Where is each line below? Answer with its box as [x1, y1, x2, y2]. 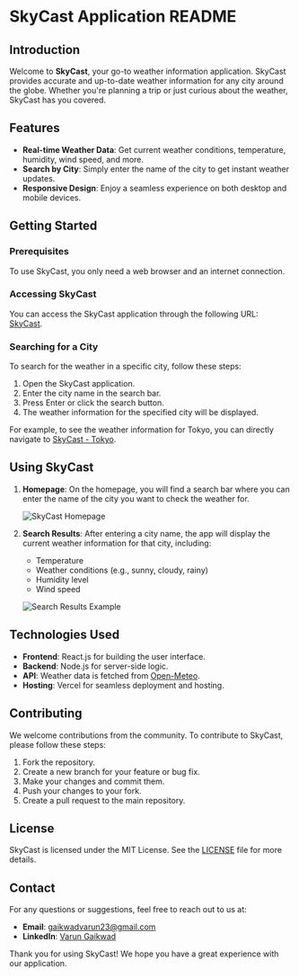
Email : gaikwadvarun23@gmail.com [22, 921, 156, 932]
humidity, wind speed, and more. [22, 154, 145, 164]
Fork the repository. [22, 757, 96, 768]
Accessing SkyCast [9, 288, 97, 300]
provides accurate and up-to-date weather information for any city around [9, 75, 285, 86]
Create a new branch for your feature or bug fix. [22, 766, 200, 777]
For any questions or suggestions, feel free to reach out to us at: [9, 904, 247, 915]
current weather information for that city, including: [22, 537, 212, 548]
